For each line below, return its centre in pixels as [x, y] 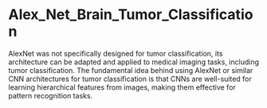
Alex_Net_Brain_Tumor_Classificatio [131, 15]
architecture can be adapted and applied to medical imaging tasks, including [133, 62]
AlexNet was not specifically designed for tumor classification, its [116, 53]
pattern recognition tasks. [51, 95]
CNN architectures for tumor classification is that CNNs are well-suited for [130, 79]
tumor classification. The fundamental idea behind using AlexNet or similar [131, 70]
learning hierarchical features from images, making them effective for [122, 87]
